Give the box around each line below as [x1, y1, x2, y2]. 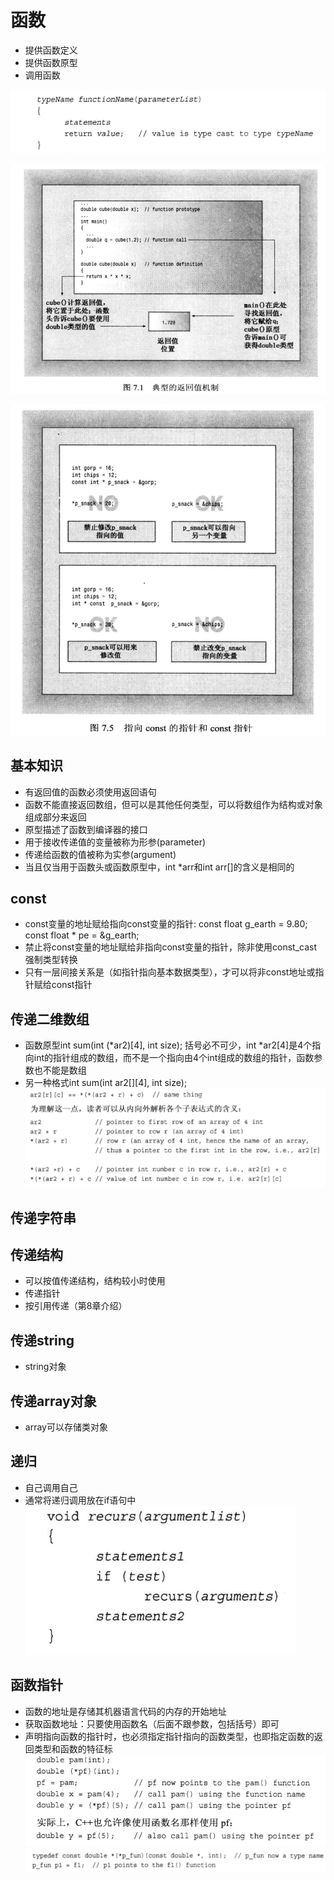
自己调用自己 [24, 1481, 78, 1493]
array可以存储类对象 [24, 1421, 108, 1433]
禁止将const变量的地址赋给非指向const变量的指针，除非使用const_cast [24, 941, 318, 953]
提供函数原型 [24, 56, 78, 68]
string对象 [24, 1361, 67, 1373]
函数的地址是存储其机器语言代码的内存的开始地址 [24, 1705, 227, 1717]
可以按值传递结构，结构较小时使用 [24, 1275, 166, 1287]
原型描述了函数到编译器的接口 [24, 823, 148, 835]
